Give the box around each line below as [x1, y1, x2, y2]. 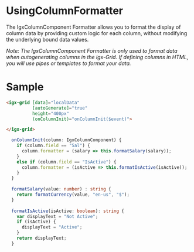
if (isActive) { [16, 219, 57, 225]
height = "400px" [32, 110, 69, 117]
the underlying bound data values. [6, 36, 89, 43]
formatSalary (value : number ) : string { [11, 186, 111, 192]
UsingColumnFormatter [6, 4, 124, 18]
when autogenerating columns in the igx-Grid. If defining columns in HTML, [6, 53, 189, 60]
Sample [6, 80, 44, 94]
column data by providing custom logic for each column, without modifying [6, 29, 188, 36]
